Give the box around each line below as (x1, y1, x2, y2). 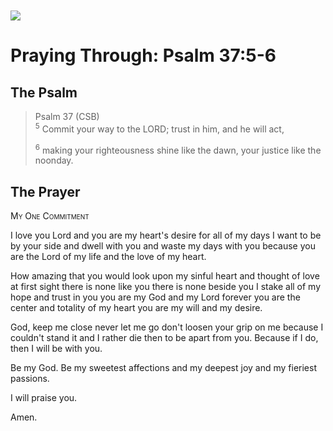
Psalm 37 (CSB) (34, 111, 100, 122)
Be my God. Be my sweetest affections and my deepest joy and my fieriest (10, 362, 317, 374)
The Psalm (10, 84, 78, 101)
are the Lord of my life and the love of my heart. (10, 251, 207, 263)
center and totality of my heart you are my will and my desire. (10, 302, 263, 314)
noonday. (34, 154, 74, 167)
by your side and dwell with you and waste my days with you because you (10, 240, 316, 252)
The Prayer (10, 183, 81, 200)
